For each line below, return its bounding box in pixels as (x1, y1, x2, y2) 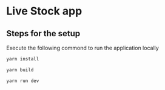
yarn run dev (6, 77, 39, 84)
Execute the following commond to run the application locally (6, 44, 159, 51)
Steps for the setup (6, 28, 81, 39)
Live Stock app (6, 4, 82, 18)
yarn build (6, 66, 34, 73)
